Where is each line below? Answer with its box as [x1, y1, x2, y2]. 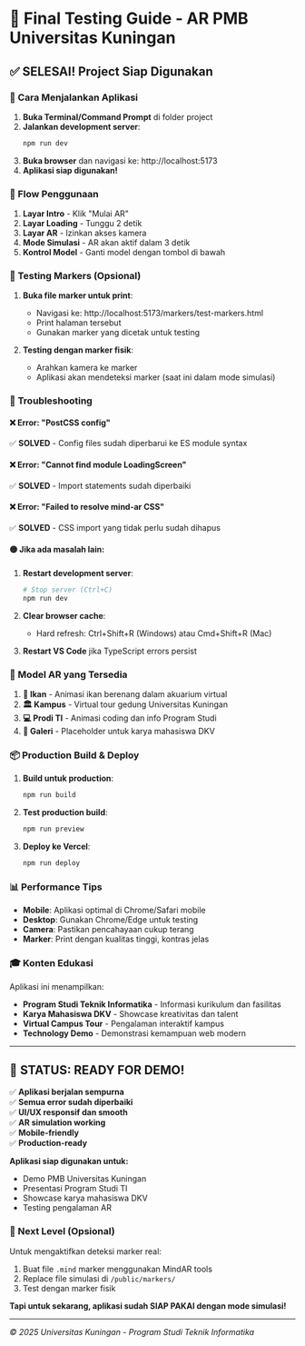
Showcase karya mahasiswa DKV [22, 1192, 148, 1203]
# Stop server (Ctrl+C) [22, 585, 113, 594]
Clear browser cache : [22, 610, 106, 621]
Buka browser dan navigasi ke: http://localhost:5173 [22, 155, 218, 166]
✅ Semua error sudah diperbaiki [9, 1097, 133, 1108]
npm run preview [22, 824, 84, 834]
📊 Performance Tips [9, 881, 103, 893]
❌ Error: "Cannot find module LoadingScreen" [9, 459, 187, 471]
